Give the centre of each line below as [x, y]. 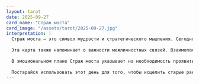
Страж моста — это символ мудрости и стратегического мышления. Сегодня [103, 39]
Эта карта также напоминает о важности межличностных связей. [90, 50]
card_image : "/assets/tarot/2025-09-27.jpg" [62, 28]
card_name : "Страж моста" [38, 22]
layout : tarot [24, 12]
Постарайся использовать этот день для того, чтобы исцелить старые [98, 72]
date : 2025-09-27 [28, 17]
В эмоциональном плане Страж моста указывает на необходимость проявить [103, 61]
